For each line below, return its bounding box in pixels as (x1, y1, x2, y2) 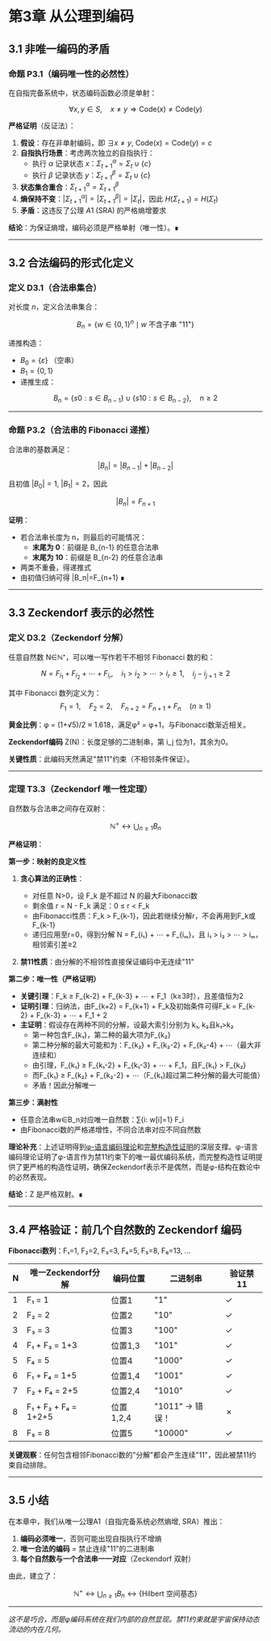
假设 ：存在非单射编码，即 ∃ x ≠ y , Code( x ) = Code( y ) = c (19, 138, 212, 148)
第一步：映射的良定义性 (8, 857, 86, 866)
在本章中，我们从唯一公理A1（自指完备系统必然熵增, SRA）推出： (8, 1516, 225, 1526)
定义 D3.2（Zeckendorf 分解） (8, 633, 128, 644)
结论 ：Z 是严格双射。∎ (8, 1189, 83, 1199)
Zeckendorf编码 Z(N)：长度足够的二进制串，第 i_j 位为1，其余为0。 (8, 737, 233, 746)
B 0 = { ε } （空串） (19, 355, 79, 367)
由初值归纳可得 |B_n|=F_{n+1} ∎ (19, 572, 125, 582)
